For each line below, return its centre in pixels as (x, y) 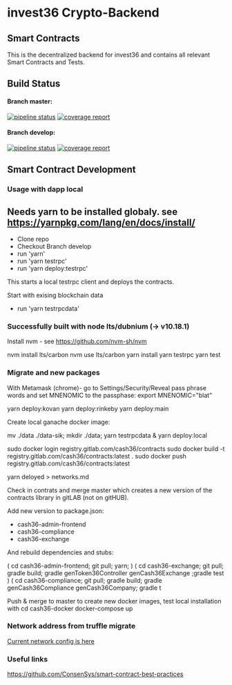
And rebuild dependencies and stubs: (60, 552)
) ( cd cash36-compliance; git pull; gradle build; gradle (85, 580)
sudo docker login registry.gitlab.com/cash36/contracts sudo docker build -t (116, 448)
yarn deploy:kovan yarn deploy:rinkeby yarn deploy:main (88, 408)
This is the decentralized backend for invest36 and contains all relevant (109, 55)
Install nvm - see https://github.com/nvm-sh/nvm (77, 341)
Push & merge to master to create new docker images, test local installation (114, 601)
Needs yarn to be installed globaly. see (93, 212)
